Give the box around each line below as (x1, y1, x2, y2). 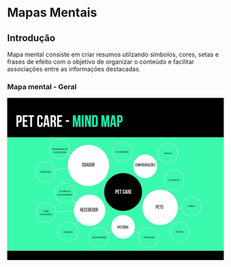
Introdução (7, 32, 56, 44)
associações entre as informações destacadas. (7, 65, 141, 73)
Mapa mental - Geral (7, 82, 77, 91)
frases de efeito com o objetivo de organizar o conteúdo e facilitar (7, 58, 195, 66)
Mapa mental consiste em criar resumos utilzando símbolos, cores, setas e (7, 50, 219, 58)
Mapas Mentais (7, 5, 98, 21)
